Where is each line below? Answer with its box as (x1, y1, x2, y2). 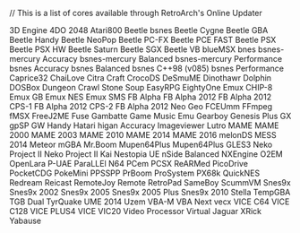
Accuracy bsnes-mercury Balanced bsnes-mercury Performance (42, 54, 283, 64)
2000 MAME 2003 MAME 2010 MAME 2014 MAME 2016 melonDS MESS (9, 130, 278, 140)
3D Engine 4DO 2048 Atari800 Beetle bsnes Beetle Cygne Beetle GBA (9, 25, 269, 35)
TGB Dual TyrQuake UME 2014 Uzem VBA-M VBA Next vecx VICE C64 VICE (9, 196, 290, 207)
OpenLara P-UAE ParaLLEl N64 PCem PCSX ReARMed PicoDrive (9, 159, 249, 168)
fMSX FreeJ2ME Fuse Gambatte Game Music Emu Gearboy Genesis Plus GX (9, 111, 292, 121)
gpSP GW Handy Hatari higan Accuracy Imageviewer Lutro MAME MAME (9, 120, 279, 131)
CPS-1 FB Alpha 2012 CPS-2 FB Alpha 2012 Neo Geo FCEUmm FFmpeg (9, 101, 273, 111)
